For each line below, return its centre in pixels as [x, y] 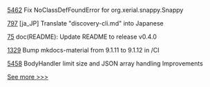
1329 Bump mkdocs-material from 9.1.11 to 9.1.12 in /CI [83, 50]
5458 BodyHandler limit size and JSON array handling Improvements [105, 64]
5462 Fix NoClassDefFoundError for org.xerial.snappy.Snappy [95, 10]
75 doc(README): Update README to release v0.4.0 [82, 37]
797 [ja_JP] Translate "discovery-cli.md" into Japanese [85, 23]
